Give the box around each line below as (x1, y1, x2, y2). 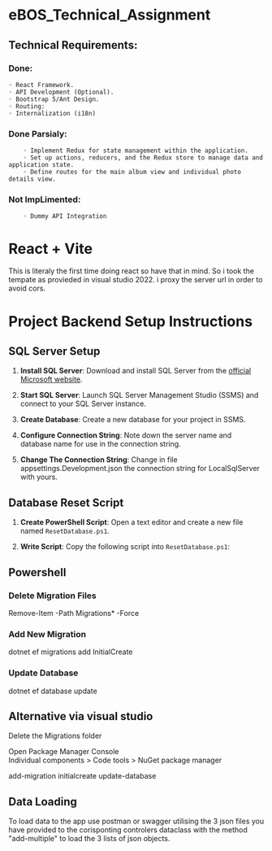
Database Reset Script (8, 495, 124, 509)
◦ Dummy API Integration (23, 212, 107, 220)
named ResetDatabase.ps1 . (19, 526, 110, 536)
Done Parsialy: (8, 128, 67, 139)
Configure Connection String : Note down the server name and (19, 430, 232, 440)
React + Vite (8, 239, 93, 258)
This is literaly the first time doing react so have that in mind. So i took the (8, 266, 254, 276)
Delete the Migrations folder (8, 731, 102, 741)
